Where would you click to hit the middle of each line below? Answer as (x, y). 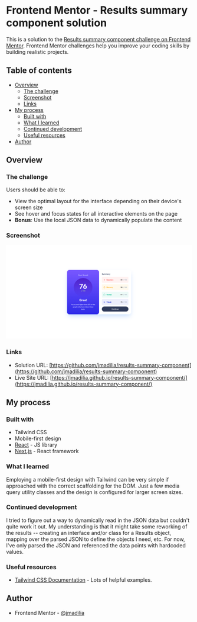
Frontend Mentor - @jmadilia (49, 613)
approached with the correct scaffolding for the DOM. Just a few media (93, 486)
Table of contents (39, 71)
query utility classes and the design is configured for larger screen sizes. (95, 492)
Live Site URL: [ (33, 377)
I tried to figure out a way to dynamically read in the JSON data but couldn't (98, 520)
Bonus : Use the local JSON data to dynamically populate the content (98, 220)
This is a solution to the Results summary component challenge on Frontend (98, 39)
